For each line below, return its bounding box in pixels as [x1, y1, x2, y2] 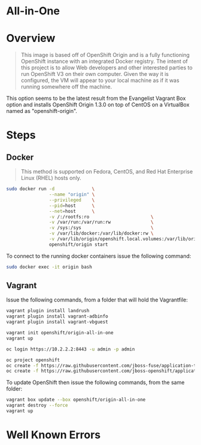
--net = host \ [48, 208, 95, 214]
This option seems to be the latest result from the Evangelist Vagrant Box [6, 95, 186, 102]
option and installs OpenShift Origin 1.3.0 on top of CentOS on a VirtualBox [6, 101, 190, 108]
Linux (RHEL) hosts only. [20, 175, 82, 182]
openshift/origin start [48, 241, 109, 248]
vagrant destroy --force [6, 403, 68, 409]
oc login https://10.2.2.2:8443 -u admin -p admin [6, 346, 135, 352]
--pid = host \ [48, 202, 95, 209]
